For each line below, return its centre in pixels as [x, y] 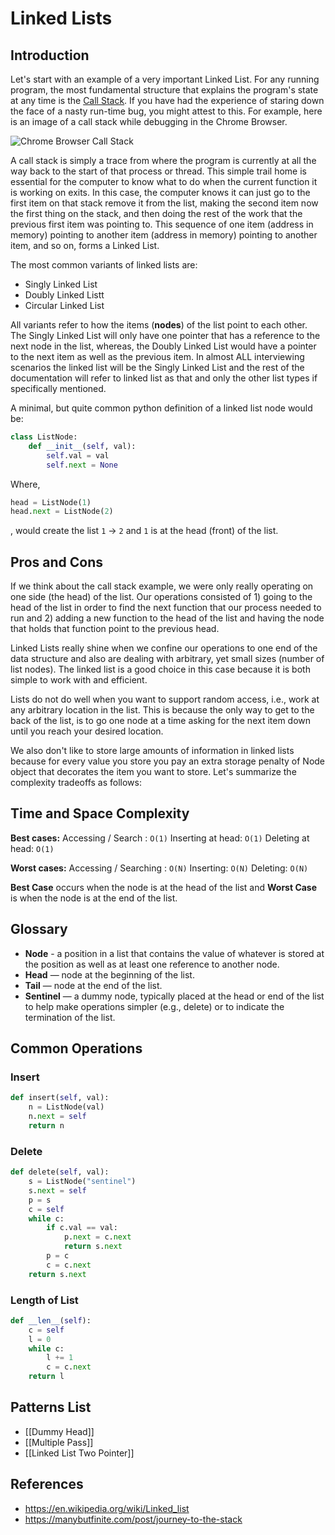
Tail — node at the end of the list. [93, 985]
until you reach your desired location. [87, 731]
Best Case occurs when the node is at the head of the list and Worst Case [164, 887]
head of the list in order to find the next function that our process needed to [166, 608]
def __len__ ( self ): [51, 1320]
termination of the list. [70, 1017]
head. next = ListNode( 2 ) [62, 512]
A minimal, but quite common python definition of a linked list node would [161, 408]
